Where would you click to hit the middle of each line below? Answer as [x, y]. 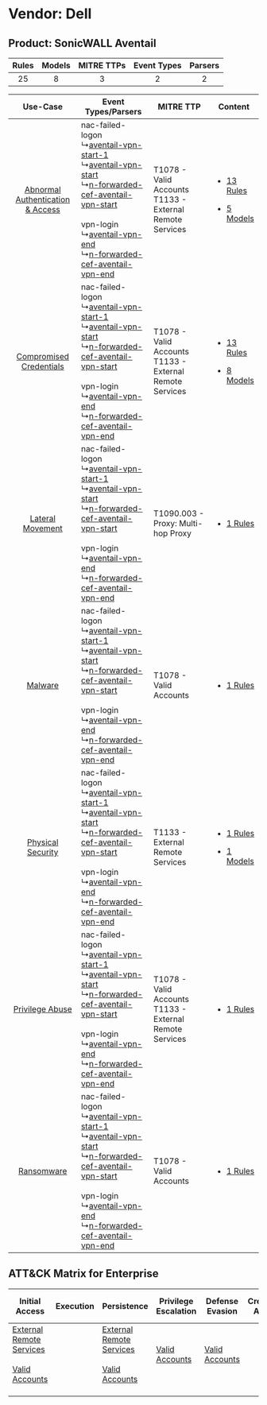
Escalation [176, 1310]
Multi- [191, 523]
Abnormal [43, 190]
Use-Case [43, 106]
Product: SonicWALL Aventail [82, 43]
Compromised [43, 356]
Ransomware [43, 1171]
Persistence [125, 1306]
